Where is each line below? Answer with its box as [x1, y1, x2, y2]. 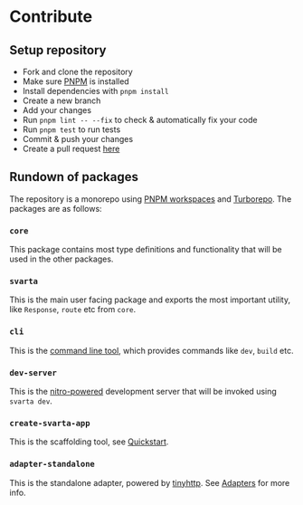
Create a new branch [22, 95, 101, 106]
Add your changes [22, 105, 92, 115]
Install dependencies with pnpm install [22, 86, 169, 96]
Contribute [9, 6, 93, 27]
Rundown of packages [9, 169, 138, 185]
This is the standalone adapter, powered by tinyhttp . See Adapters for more [9, 477, 290, 488]
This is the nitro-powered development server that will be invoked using [9, 386, 278, 396]
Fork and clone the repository [22, 66, 133, 77]
